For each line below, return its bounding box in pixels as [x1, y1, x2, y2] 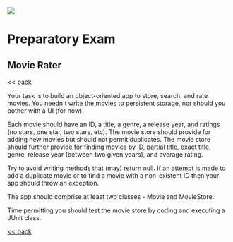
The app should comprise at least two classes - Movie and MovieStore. [7, 193, 215, 200]
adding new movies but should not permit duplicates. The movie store [7, 135, 210, 143]
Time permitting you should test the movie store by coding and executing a [7, 206, 226, 214]
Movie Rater [7, 59, 62, 71]
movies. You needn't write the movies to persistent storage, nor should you [7, 99, 226, 107]
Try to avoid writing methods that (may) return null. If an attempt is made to [7, 164, 226, 172]
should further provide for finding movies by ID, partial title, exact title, [7, 143, 211, 151]
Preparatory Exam [7, 31, 116, 47]
